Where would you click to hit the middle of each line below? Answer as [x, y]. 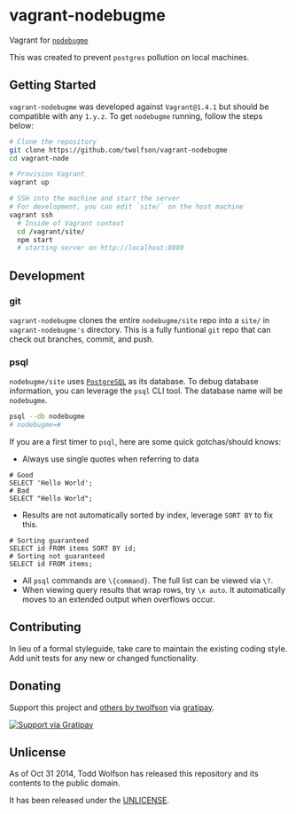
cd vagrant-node [39, 158]
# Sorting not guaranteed [57, 556]
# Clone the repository [53, 142]
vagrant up [29, 183]
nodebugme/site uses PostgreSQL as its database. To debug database [134, 382]
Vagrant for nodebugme [49, 40]
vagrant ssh [31, 215]
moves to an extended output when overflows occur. [118, 599]
